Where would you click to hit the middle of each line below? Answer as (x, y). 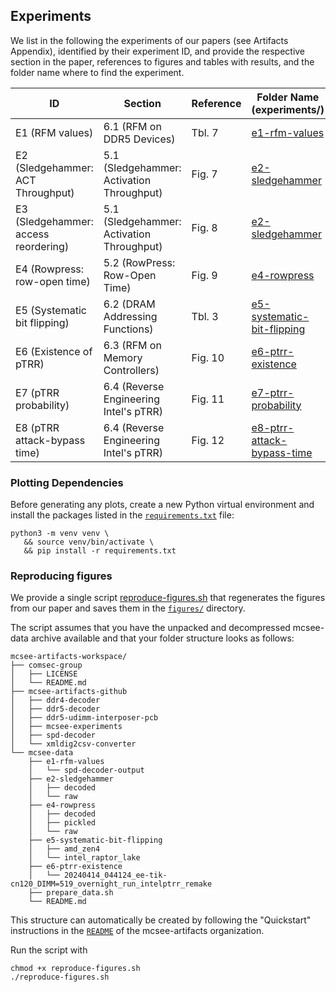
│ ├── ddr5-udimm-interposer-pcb (84, 718)
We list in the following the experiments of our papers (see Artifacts (149, 40)
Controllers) (131, 370)
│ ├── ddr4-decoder (55, 700)
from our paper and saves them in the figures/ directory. (128, 608)
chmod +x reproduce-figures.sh (75, 969)
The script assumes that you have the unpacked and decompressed (150, 628)
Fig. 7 (204, 174)
